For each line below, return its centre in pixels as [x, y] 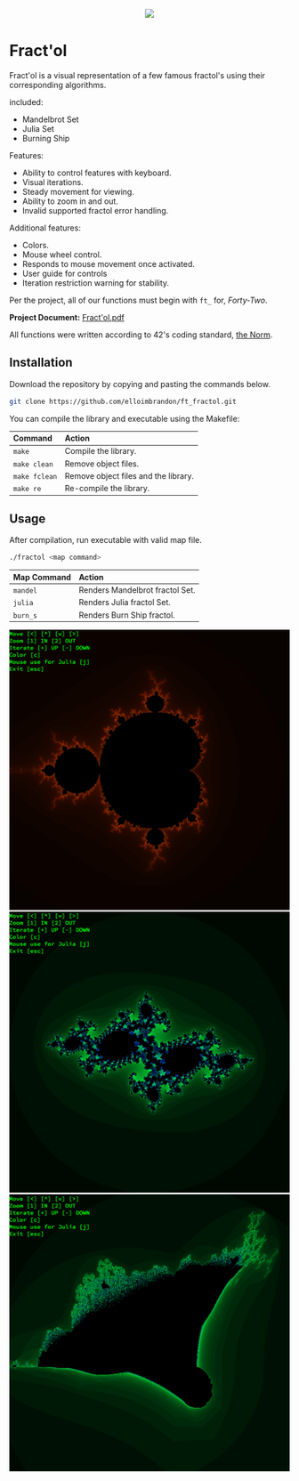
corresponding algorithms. [58, 85]
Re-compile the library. [107, 489]
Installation [41, 363]
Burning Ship [46, 138]
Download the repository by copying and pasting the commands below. [140, 384]
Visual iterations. [53, 182]
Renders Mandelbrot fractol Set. [137, 590]
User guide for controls [65, 273]
